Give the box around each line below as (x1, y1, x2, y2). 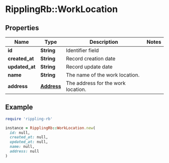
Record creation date (66, 55, 116, 62)
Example (5, 103, 33, 112)
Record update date (66, 63, 113, 70)
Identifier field (66, 47, 99, 54)
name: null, (10, 144, 35, 149)
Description (90, 39, 118, 45)
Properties (5, 24, 39, 32)
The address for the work (66, 79, 126, 87)
